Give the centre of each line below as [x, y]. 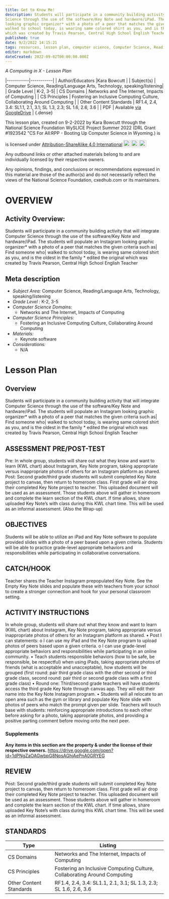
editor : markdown [23, 52]
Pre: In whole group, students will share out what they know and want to [80, 461]
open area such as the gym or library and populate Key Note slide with [78, 699]
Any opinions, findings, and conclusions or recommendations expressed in [82, 170]
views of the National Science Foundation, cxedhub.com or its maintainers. [83, 180]
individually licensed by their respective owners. [55, 159]
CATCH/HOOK [28, 569]
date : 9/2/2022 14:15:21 [31, 43]
